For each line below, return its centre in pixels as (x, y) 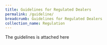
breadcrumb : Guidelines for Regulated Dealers (54, 19)
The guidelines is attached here (37, 37)
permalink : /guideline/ (30, 14)
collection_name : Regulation (35, 23)
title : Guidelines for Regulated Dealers (48, 10)
